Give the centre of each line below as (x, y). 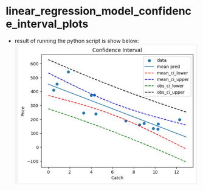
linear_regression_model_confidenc (99, 11)
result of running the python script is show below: (77, 41)
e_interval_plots (47, 24)
